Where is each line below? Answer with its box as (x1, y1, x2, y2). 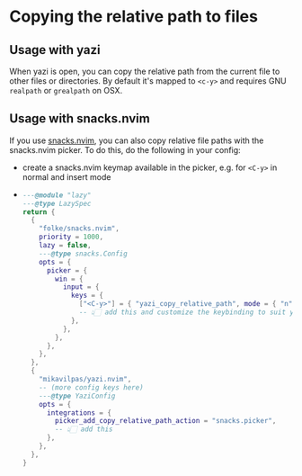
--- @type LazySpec (22, 199, 92, 208)
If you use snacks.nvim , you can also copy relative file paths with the (9, 135, 264, 146)
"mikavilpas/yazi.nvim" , (39, 375, 132, 384)
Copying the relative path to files (9, 6, 259, 27)
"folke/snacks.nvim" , (39, 224, 120, 233)
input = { (62, 283, 100, 292)
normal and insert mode (22, 171, 111, 182)
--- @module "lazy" (22, 191, 92, 200)
